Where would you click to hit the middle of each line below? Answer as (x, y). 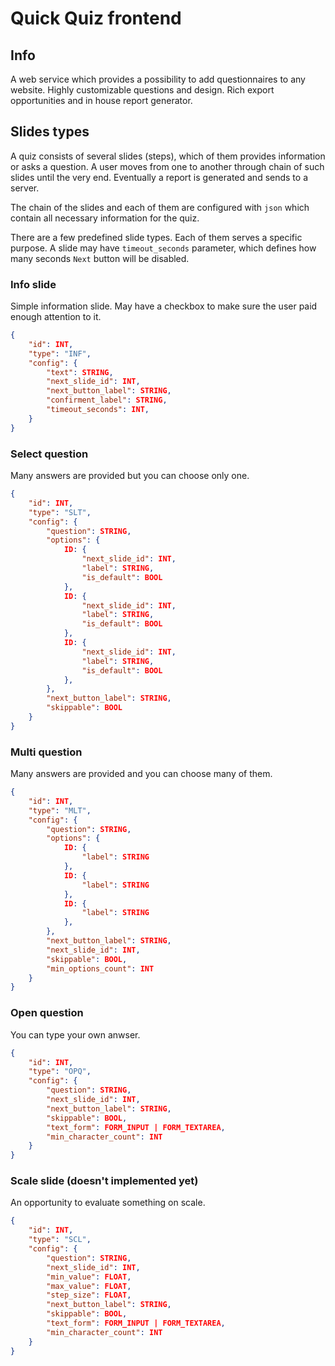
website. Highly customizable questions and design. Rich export (142, 90)
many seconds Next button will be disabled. (100, 258)
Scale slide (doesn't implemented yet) (104, 1181)
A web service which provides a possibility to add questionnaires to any (158, 79)
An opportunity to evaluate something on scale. (108, 1203)
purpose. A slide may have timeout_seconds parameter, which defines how (163, 248)
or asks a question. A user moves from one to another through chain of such (167, 166)
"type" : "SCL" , (60, 1240)
